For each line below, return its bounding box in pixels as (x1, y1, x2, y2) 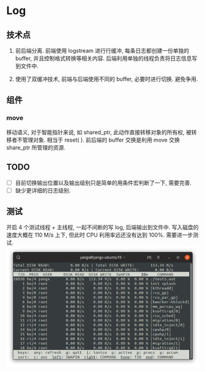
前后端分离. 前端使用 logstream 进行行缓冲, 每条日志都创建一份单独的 (15, 47, 190, 54)
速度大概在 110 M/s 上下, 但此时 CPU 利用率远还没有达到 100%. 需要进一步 (6, 231, 193, 239)
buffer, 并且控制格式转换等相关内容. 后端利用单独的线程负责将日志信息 (15, 55, 192, 62)
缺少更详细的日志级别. (15, 186, 71, 194)
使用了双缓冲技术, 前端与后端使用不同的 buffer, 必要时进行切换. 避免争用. (15, 75, 198, 83)
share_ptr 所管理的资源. (6, 143, 65, 151)
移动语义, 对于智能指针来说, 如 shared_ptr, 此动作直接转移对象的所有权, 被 (6, 128, 192, 135)
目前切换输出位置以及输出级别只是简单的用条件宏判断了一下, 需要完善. (15, 179, 192, 186)
